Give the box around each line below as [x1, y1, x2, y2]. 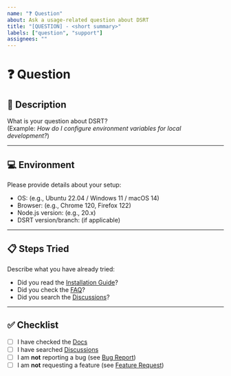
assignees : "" [7, 36, 48, 43]
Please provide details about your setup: [7, 180, 122, 189]
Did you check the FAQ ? [16, 285, 86, 293]
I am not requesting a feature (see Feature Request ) [16, 361, 164, 369]
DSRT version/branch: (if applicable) [16, 216, 121, 224]
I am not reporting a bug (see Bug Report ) [16, 353, 136, 362]
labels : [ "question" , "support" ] [7, 29, 103, 36]
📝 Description [7, 98, 67, 110]
